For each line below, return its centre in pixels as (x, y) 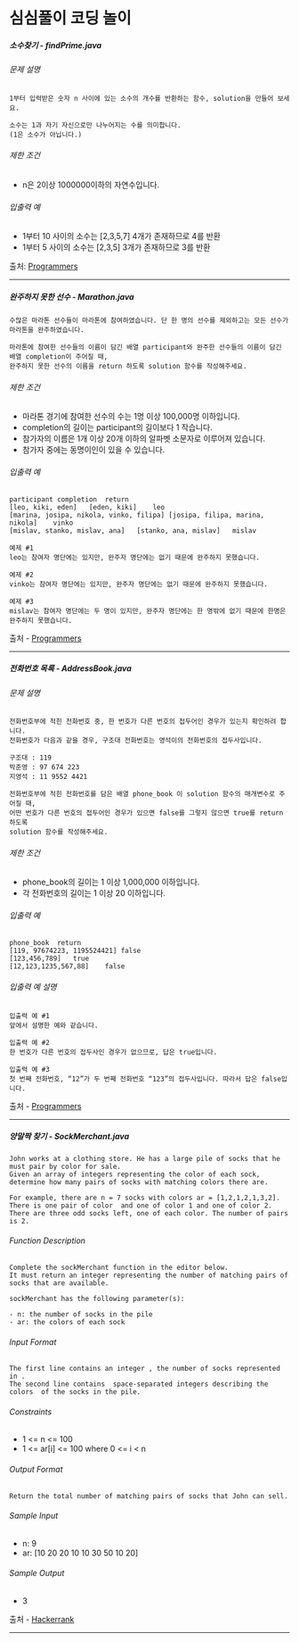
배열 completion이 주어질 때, (59, 357)
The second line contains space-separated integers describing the (139, 1384)
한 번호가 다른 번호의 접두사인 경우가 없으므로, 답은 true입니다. (113, 1052)
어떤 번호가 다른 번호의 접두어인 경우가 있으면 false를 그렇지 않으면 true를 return (146, 813)
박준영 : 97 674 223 (44, 767)
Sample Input (34, 1516)
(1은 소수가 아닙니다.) (46, 135)
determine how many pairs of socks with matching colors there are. (139, 1182)
